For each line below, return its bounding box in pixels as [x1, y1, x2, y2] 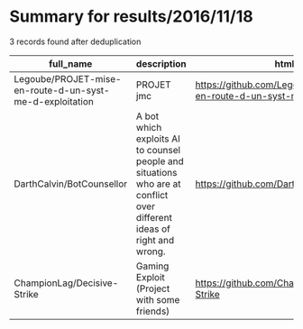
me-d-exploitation [14, 95, 95, 107]
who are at [135, 178, 181, 190]
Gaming [135, 260, 170, 272]
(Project [135, 282, 170, 295]
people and [135, 155, 185, 168]
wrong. [135, 245, 166, 258]
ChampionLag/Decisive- [14, 277, 119, 289]
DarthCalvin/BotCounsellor [14, 178, 128, 190]
